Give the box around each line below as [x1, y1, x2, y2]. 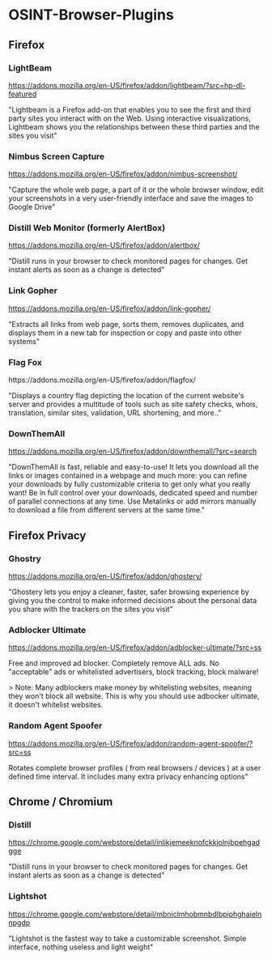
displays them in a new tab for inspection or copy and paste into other [8, 328, 242, 338]
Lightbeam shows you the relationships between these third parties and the [8, 121, 261, 131]
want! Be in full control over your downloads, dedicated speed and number [8, 488, 257, 498]
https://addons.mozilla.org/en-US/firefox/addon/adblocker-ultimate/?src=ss [8, 643, 262, 652]
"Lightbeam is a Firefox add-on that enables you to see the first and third [8, 104, 251, 114]
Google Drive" [8, 202, 56, 212]
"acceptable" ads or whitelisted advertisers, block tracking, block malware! [8, 667, 259, 677]
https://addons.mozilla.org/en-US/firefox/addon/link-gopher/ [8, 304, 211, 313]
